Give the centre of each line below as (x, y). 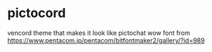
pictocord (37, 13)
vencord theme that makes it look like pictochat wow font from (99, 33)
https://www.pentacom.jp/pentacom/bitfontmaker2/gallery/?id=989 (106, 40)
